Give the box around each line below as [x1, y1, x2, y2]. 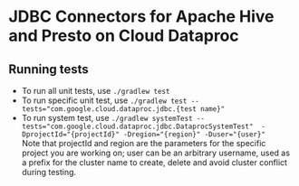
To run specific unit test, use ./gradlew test [21, 95, 188, 106]
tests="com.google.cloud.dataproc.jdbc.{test [21, 105, 197, 114]
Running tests [8, 61, 90, 77]
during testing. [21, 167, 77, 177]
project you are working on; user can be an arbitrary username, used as [21, 147, 291, 158]
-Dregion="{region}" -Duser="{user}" [122, 130, 266, 139]
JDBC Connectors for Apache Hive [8, 6, 275, 27]
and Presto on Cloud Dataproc [8, 25, 239, 46]
